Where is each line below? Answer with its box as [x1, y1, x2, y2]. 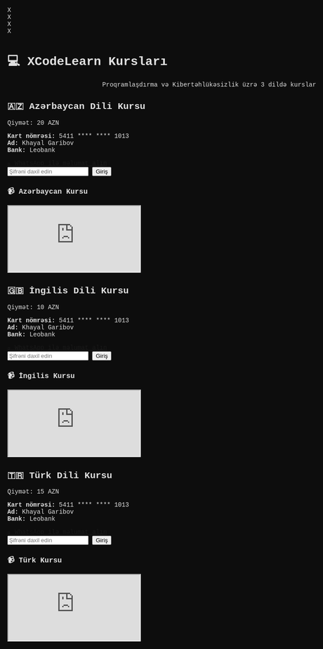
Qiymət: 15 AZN [7, 487, 60, 496]
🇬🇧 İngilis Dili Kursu [7, 286, 129, 296]
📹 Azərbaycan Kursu [7, 187, 88, 196]
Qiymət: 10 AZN [7, 303, 60, 311]
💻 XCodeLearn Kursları [7, 55, 168, 70]
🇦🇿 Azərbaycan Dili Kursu [7, 101, 146, 112]
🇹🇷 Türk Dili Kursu [7, 470, 112, 481]
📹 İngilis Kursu [7, 371, 75, 381]
